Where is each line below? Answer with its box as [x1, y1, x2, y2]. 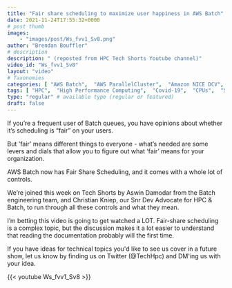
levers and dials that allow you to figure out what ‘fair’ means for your [7, 146, 204, 155]
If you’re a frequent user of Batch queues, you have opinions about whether [7, 119, 223, 127]
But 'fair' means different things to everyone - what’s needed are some [7, 140, 209, 148]
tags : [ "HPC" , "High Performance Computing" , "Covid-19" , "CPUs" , [7, 87, 215, 94]
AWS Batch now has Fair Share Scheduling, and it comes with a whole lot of [7, 167, 223, 176]
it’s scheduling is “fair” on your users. [7, 126, 114, 135]
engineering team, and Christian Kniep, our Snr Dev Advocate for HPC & [7, 195, 213, 204]
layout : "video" [7, 68, 54, 75]
